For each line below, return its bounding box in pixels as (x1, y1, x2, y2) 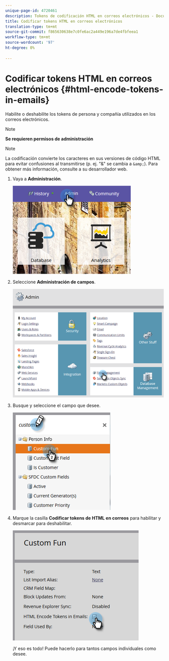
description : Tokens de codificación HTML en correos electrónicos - (5, 13, 154, 19)
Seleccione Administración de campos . (12, 279, 96, 285)
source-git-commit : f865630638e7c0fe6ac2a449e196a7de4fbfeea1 (5, 29, 138, 35)
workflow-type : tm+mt (5, 35, 51, 40)
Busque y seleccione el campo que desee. (12, 402, 101, 408)
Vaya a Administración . (12, 176, 62, 182)
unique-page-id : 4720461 (5, 8, 57, 13)
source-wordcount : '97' (5, 40, 55, 45)
